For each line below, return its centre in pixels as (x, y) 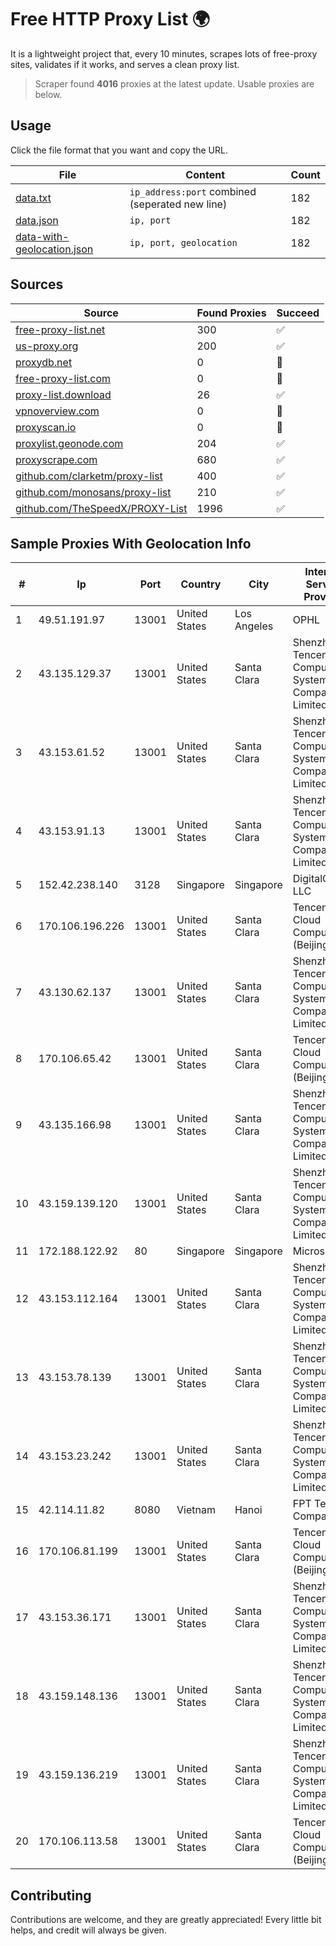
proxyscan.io (46, 427)
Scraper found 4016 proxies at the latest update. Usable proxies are (174, 83)
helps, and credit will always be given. (88, 1930)
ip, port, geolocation (183, 242)
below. (48, 94)
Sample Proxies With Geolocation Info (131, 543)
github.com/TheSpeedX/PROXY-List (101, 508)
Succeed (298, 313)
